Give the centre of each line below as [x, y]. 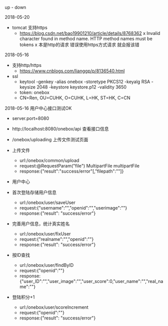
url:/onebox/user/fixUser [45, 234]
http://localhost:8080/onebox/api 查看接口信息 [60, 129]
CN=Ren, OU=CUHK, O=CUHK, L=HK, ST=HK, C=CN [75, 98]
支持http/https [27, 65]
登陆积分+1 [23, 297]
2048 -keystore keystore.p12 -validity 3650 [81, 87]
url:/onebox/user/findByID [47, 265]
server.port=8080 [31, 118]
